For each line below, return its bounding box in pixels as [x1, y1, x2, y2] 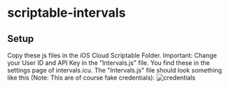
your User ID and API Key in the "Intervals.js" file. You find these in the [7, 59, 210, 67]
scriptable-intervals [7, 5, 126, 21]
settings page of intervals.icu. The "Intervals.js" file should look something [7, 66, 223, 74]
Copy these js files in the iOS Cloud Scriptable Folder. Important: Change [7, 51, 217, 59]
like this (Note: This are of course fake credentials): [7, 73, 155, 82]
